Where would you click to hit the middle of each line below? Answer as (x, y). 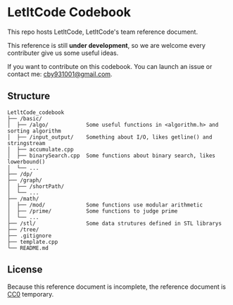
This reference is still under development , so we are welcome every (107, 45)
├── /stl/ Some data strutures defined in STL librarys (114, 223)
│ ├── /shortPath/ (36, 186)
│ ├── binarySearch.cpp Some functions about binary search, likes (112, 156)
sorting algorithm (34, 131)
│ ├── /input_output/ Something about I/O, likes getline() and (110, 137)
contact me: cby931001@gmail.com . (60, 74)
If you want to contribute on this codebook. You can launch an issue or (110, 66)
